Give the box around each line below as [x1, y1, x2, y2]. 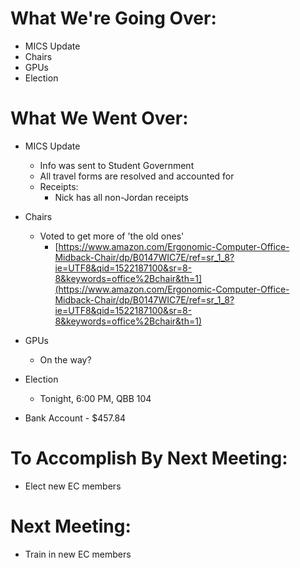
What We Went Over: [10, 107, 189, 130]
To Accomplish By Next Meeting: [10, 447, 288, 470]
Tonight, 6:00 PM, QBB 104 [39, 392, 152, 404]
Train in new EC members [24, 548, 132, 560]
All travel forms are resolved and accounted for [39, 170, 235, 182]
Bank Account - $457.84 [24, 412, 127, 424]
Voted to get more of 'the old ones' [39, 230, 185, 242]
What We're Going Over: [10, 7, 217, 30]
